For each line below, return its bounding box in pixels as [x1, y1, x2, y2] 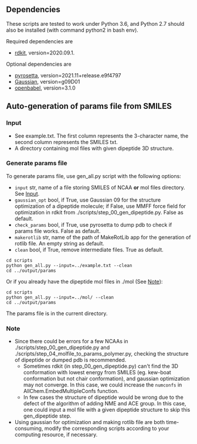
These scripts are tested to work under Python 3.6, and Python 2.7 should [6, 20, 185, 27]
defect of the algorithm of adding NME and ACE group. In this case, [23, 400, 186, 407]
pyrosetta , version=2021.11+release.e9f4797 [14, 71, 121, 78]
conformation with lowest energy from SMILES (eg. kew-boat [23, 369, 171, 376]
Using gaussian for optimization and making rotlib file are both [14, 419, 165, 426]
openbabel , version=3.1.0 [14, 84, 76, 91]
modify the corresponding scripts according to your [44, 425, 169, 432]
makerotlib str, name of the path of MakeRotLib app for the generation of [14, 234, 191, 241]
